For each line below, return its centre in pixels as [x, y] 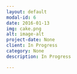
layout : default [26, 12]
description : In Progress [38, 57]
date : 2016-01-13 [28, 23]
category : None [25, 51]
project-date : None [31, 40]
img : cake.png [24, 29]
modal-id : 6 [21, 17]
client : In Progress [32, 46]
